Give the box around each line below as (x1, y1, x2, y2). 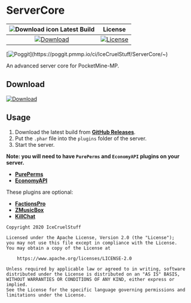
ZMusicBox (14, 206, 44, 214)
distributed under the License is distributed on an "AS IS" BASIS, (6, 271, 180, 277)
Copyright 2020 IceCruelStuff (6, 224, 82, 230)
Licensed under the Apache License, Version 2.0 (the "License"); (6, 234, 175, 240)
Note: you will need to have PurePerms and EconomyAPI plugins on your (6, 153, 180, 160)
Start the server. (14, 141, 55, 148)
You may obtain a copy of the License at (6, 245, 111, 251)
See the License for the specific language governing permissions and (6, 287, 186, 293)
